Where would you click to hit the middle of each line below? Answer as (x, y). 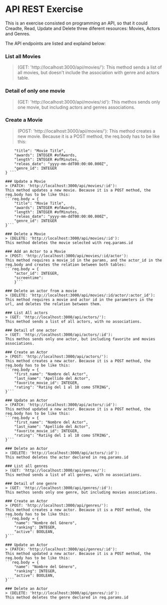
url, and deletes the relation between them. (53, 304)
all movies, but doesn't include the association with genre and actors (88, 73)
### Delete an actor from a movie (41, 291)
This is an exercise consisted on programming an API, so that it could (76, 23)
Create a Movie (24, 120)
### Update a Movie (25, 181)
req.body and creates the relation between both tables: (66, 264)
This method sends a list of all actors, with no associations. (73, 321)
